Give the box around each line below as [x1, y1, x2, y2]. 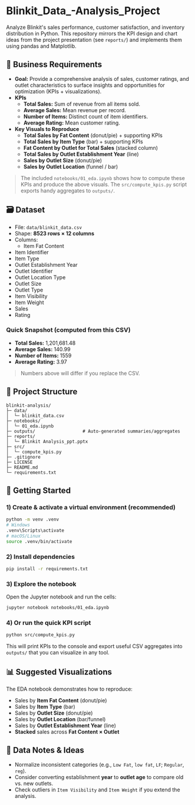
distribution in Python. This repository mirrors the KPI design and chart [6, 30, 178, 37]
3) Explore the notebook [6, 580, 77, 588]
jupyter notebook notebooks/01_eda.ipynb [6, 605, 110, 611]
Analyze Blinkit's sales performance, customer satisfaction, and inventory [6, 24, 185, 31]
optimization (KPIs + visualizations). [14, 87, 102, 95]
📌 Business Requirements [6, 60, 102, 70]
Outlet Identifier [14, 267, 53, 274]
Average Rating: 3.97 [14, 358, 67, 365]
